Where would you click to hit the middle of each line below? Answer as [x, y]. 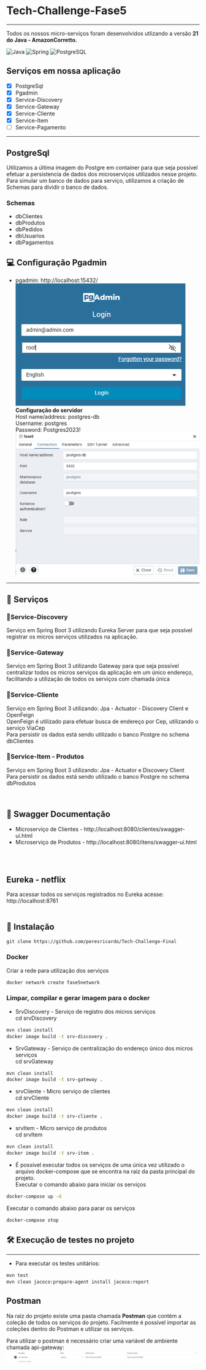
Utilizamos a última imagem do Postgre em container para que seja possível [102, 167]
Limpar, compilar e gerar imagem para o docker [78, 998]
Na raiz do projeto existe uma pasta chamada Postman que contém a [94, 1315]
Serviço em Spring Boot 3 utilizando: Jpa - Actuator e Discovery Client [96, 770]
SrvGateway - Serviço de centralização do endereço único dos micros [104, 1048]
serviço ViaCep [26, 728]
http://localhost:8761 [32, 901]
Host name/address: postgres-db [57, 417]
